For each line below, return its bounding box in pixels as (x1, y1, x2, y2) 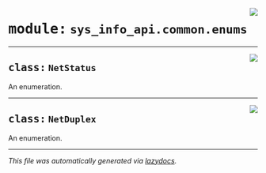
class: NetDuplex (8, 113, 97, 126)
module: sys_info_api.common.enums (8, 21, 248, 38)
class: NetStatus (8, 62, 97, 74)
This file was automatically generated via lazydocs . (8, 156, 177, 165)
